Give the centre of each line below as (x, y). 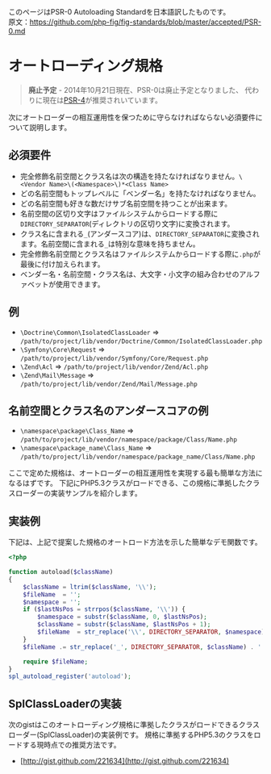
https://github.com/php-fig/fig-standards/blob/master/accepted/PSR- (146, 22)
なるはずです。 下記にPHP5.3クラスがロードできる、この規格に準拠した (127, 483)
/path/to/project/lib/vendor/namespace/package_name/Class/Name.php (138, 457)
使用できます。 (80, 284)
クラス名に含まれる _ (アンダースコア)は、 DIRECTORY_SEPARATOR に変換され (140, 233)
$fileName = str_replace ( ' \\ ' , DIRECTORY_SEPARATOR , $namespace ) (151, 632)
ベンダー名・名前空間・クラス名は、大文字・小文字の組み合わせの (129, 274)
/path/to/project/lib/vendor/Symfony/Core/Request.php (114, 358)
